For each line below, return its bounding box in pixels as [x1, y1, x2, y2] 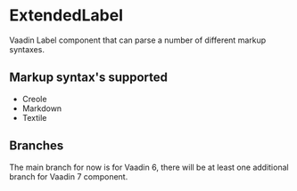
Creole [21, 93, 47, 104]
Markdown [21, 103, 62, 114]
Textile [21, 112, 47, 123]
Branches [9, 139, 64, 154]
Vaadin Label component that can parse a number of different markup [9, 35, 267, 45]
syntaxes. [9, 44, 45, 54]
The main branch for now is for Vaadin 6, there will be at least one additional [9, 162, 289, 172]
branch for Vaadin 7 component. [9, 171, 128, 182]
